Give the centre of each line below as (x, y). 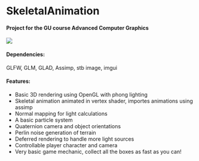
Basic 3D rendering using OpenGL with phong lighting (81, 94)
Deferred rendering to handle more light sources (74, 139)
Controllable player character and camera (66, 145)
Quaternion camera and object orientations (68, 126)
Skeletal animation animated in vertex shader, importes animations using (104, 101)
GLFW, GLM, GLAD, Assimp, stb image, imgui (62, 67)
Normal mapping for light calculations (61, 113)
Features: (19, 81)
